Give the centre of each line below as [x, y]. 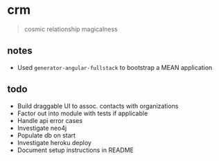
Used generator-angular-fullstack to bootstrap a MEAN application [115, 67]
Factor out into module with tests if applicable [82, 113]
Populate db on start [46, 135]
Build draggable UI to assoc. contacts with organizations [98, 106]
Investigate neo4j [42, 128]
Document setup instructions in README [75, 150]
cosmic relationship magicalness [71, 29]
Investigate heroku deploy [54, 142]
